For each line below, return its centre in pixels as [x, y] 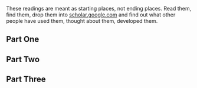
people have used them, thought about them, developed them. [82, 21]
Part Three [26, 79]
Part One [23, 40]
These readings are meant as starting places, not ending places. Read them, [99, 9]
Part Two [23, 59]
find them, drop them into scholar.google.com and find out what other [91, 15]
